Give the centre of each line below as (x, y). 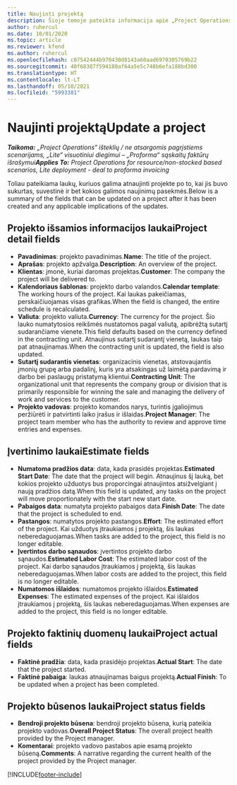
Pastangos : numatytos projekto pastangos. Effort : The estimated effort (120, 521)
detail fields (34, 239)
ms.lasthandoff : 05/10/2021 (49, 86)
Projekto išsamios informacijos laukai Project (107, 228)
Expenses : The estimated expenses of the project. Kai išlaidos (108, 596)
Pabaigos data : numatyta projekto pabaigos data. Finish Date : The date (121, 506)
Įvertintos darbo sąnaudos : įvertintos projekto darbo (95, 551)
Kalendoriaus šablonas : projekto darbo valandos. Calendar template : (119, 286)
